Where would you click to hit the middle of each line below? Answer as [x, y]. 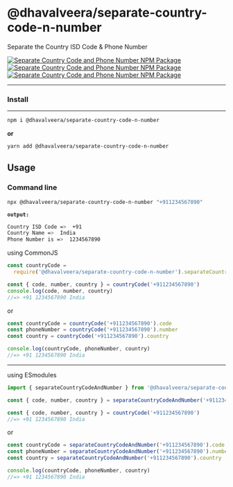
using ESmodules [32, 375]
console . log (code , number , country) [60, 291]
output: [18, 214]
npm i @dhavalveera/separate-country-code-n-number [83, 120]
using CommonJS [33, 253]
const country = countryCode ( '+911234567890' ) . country [88, 336]
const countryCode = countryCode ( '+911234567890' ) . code [89, 323]
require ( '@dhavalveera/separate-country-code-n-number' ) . [99, 272]
